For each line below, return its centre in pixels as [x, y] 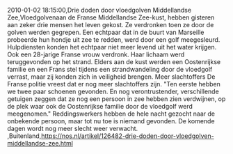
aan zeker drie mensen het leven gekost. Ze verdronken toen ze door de [111, 25]
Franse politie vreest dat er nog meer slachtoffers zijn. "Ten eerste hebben [114, 84]
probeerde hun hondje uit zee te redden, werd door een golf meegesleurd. [114, 40]
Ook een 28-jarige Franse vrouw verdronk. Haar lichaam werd [96, 54]
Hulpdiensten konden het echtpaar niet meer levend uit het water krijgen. [112, 47]
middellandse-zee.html [40, 143]
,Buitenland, [24, 136]
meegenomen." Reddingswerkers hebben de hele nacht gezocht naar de [111, 114]
